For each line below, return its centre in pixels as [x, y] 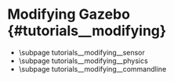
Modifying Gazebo [69, 14]
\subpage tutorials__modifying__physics [83, 61]
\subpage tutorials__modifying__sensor [82, 52]
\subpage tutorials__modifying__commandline [92, 69]
